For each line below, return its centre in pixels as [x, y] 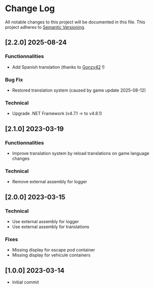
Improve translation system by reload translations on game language [81, 153]
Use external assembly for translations [51, 227]
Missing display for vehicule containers [51, 255]
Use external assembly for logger [45, 221]
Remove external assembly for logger [50, 182]
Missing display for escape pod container [53, 250]
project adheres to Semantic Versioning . [45, 27]
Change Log [30, 9]
